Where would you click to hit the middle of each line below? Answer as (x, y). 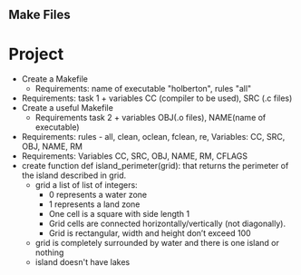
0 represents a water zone (98, 195)
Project (36, 54)
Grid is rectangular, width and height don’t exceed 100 (150, 233)
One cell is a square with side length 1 (119, 214)
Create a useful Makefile (68, 108)
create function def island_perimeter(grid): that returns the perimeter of (155, 166)
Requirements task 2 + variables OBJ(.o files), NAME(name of (150, 118)
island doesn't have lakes (83, 262)
